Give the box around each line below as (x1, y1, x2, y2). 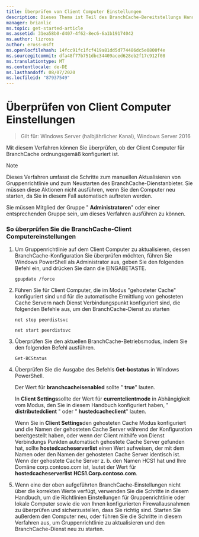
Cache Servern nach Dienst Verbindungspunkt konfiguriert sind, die (14, 299, 181, 306)
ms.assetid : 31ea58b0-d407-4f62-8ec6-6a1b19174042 (6, 31, 134, 37)
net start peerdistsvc (14, 328, 71, 333)
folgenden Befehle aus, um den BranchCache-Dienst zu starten (14, 306, 170, 313)
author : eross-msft (6, 42, 54, 48)
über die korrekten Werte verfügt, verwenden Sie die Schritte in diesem (14, 488, 190, 495)
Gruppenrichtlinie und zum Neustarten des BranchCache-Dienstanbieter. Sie (6, 180, 193, 187)
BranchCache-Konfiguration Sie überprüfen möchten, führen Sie (14, 252, 172, 259)
